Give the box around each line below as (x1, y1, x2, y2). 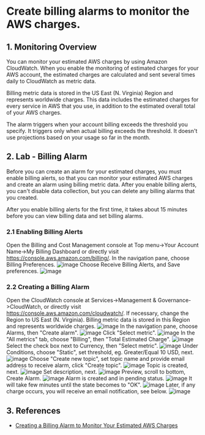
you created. (6, 194, 39, 201)
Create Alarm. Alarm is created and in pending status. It (6, 375, 193, 382)
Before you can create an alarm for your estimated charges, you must (6, 167, 182, 175)
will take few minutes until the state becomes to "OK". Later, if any (6, 381, 196, 388)
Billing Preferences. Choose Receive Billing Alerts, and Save (6, 261, 181, 268)
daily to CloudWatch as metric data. (6, 78, 97, 85)
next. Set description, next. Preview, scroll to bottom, (6, 368, 185, 376)
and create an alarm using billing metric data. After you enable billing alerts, (6, 181, 197, 188)
